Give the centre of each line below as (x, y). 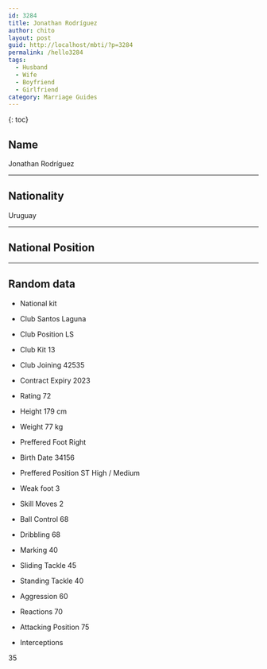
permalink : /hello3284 (46, 53)
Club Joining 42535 (52, 365)
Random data (42, 284)
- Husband (31, 68)
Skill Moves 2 (41, 504)
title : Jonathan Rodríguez (53, 23)
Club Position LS (46, 334)
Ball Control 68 (44, 519)
